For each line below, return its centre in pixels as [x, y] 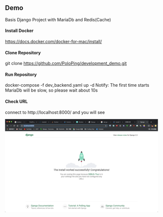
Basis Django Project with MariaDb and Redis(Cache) [58, 19]
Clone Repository [23, 52]
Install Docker [19, 31]
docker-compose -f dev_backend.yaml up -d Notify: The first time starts [77, 85]
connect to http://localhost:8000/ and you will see [55, 112]
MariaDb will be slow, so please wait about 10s [51, 90]
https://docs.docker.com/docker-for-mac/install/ [54, 42]
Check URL [16, 102]
